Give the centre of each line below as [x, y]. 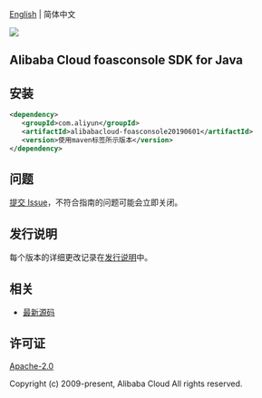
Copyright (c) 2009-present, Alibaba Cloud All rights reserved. [126, 383]
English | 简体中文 [43, 14]
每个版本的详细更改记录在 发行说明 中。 [81, 257]
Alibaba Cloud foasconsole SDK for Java [126, 60]
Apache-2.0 [32, 365]
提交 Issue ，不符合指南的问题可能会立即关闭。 [96, 202]
